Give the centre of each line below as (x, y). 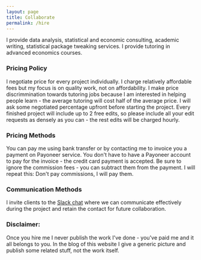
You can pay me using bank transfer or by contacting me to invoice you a (97, 148)
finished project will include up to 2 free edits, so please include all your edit (100, 113)
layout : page (22, 12)
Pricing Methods (31, 135)
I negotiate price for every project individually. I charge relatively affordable (99, 81)
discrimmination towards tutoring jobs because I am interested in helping (96, 94)
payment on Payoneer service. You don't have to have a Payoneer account (98, 154)
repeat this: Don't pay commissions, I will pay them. (70, 174)
